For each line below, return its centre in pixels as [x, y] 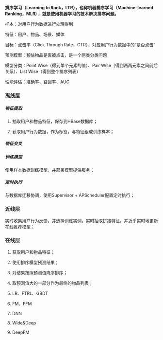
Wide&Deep [24, 322]
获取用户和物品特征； [33, 252]
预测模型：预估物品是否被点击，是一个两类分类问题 [56, 55]
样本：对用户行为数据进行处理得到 [39, 24]
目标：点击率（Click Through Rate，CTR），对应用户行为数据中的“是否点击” [80, 45]
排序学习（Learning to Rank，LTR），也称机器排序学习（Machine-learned [79, 8]
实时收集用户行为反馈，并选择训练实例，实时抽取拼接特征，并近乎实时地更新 [81, 220]
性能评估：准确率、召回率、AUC [37, 82]
